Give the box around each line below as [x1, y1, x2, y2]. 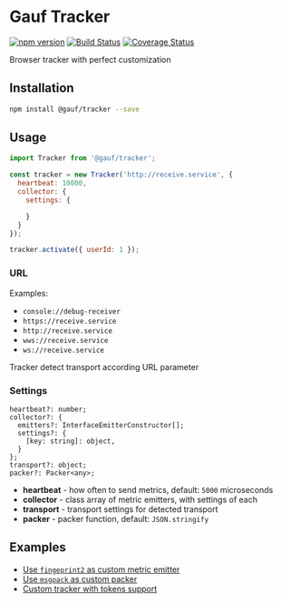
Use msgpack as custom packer [22, 573, 138, 584]
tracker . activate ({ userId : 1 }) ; [9, 246, 141, 255]
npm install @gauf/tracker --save [9, 105, 141, 114]
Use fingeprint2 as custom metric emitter [22, 564, 180, 575]
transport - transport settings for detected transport [22, 503, 219, 515]
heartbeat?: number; [9, 405, 88, 414]
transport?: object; [9, 460, 88, 469]
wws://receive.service [22, 336, 109, 345]
